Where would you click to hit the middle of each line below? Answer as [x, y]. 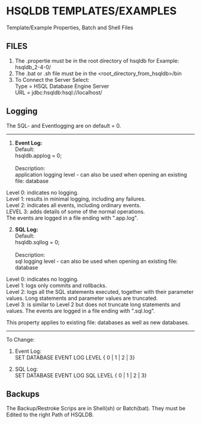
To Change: [20, 339]
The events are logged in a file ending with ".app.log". [72, 218]
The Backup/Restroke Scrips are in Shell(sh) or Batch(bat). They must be [96, 408]
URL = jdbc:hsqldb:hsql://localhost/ [59, 92]
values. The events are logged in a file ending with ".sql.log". [81, 311]
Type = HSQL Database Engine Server [62, 86]
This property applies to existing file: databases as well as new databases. [98, 322]
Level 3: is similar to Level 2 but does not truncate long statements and [93, 304]
